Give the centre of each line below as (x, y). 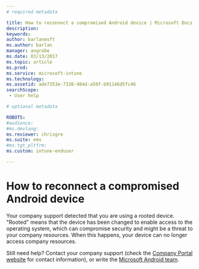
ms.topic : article (29, 62)
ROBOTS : (16, 117)
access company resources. (41, 241)
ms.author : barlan (29, 45)
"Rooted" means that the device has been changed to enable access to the (99, 222)
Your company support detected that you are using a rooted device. (90, 215)
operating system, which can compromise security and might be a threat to (99, 228)
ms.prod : (17, 68)
